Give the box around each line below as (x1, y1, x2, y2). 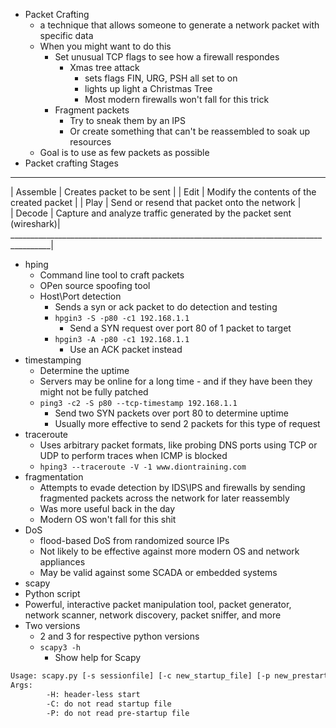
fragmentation (24, 471, 84, 483)
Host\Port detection (39, 290, 122, 302)
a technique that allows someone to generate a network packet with (39, 19, 320, 31)
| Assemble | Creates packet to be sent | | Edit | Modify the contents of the (10, 186, 317, 198)
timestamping (24, 354, 82, 366)
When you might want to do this (39, 40, 172, 52)
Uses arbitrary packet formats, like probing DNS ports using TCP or (39, 439, 318, 451)
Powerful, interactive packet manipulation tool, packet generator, (24, 599, 292, 610)
